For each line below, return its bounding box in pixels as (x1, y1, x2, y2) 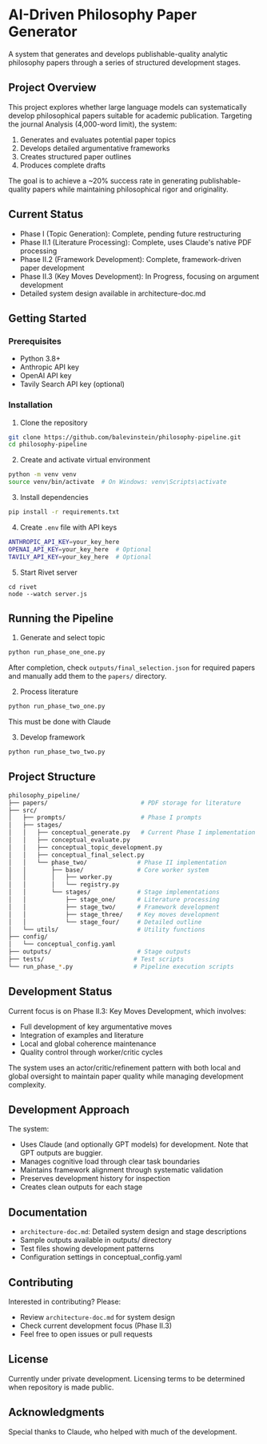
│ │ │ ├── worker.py (8, 873, 113, 881)
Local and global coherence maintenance (19, 1039, 157, 1048)
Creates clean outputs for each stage (19, 1182, 143, 1192)
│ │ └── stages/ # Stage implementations (8, 888, 220, 897)
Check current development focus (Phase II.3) (19, 1321, 173, 1331)
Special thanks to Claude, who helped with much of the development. (8, 1426, 237, 1436)
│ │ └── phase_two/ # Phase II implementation (8, 858, 227, 866)
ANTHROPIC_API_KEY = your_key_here (8, 538, 120, 546)
